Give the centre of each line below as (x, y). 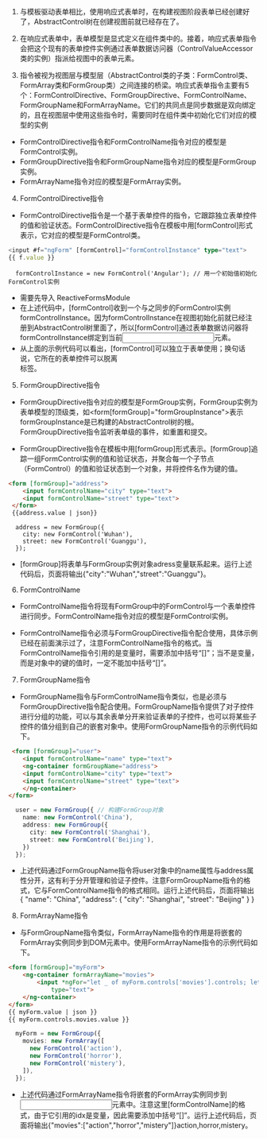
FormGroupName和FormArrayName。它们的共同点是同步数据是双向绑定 (137, 105)
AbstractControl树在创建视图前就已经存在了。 (109, 21)
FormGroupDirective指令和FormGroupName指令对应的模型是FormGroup (138, 162)
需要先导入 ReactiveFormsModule (75, 297)
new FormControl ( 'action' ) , (76, 1049)
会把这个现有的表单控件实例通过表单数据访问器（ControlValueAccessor (136, 48)
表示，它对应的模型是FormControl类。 (82, 235)
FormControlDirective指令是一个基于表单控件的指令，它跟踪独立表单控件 (138, 215)
